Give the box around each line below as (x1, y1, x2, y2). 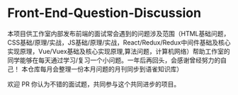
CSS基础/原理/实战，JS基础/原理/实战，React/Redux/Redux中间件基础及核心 (7, 38, 231, 47)
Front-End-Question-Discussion (7, 5, 202, 21)
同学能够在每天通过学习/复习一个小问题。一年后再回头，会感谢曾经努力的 (7, 55, 221, 65)
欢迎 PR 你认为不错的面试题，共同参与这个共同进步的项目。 (7, 79, 181, 88)
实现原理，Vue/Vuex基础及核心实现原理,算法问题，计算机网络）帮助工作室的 (7, 47, 230, 55)
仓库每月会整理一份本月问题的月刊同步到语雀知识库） (27, 65, 183, 73)
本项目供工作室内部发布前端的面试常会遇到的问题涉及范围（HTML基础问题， (7, 29, 230, 38)
